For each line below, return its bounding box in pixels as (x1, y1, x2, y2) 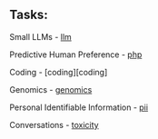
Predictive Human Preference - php (9, 49, 143, 60)
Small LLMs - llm (9, 31, 73, 42)
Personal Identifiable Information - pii (9, 102, 148, 113)
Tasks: (9, 7, 48, 23)
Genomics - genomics (9, 84, 93, 94)
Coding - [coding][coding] (9, 66, 108, 77)
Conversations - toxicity (9, 119, 99, 130)
